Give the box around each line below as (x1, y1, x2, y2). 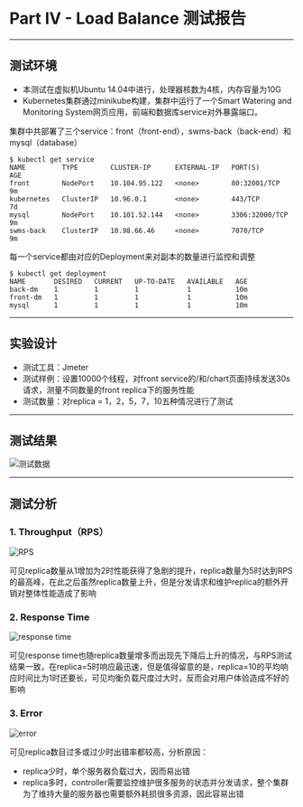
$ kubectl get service (9, 155, 95, 164)
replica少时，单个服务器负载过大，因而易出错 (22, 765, 191, 776)
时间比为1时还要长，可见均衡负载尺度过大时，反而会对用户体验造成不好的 (16, 672, 289, 683)
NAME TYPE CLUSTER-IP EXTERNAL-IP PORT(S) (9, 163, 260, 172)
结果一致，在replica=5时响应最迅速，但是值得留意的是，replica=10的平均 (9, 662, 281, 672)
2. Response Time (9, 611, 90, 624)
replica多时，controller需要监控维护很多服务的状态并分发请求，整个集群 (22, 776, 289, 787)
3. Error (9, 707, 43, 719)
